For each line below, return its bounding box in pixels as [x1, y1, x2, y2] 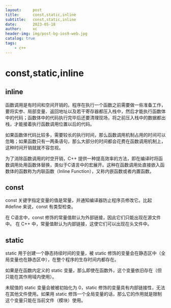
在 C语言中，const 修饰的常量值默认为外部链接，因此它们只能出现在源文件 [5, 215, 161, 221]
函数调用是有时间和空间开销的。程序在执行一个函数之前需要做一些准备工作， [5, 101, 166, 108]
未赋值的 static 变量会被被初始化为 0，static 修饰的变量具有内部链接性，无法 [5, 285, 165, 291]
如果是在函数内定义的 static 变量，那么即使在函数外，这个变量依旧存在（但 [5, 267, 162, 273]
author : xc [5, 27, 38, 32]
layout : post [5, 7, 42, 13]
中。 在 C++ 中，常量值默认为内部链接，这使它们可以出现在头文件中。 [5, 221, 152, 227]
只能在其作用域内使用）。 [5, 274, 57, 280]
